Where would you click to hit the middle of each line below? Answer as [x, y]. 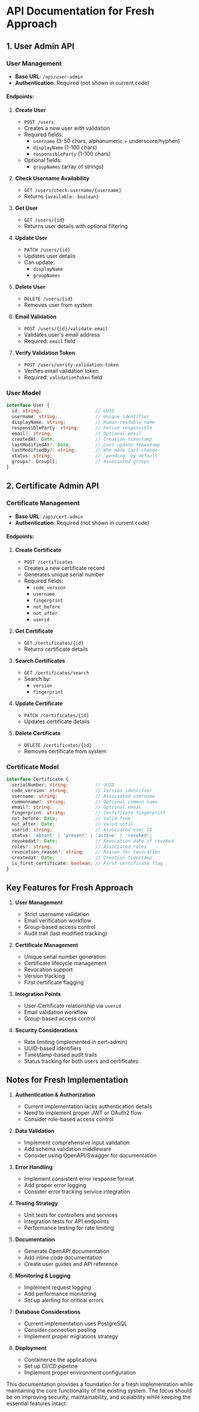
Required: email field [49, 341]
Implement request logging [58, 1287]
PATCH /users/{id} [47, 250]
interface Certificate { [37, 779]
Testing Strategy [36, 1203]
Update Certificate [39, 703]
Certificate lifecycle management [65, 963]
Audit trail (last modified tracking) [65, 933]
